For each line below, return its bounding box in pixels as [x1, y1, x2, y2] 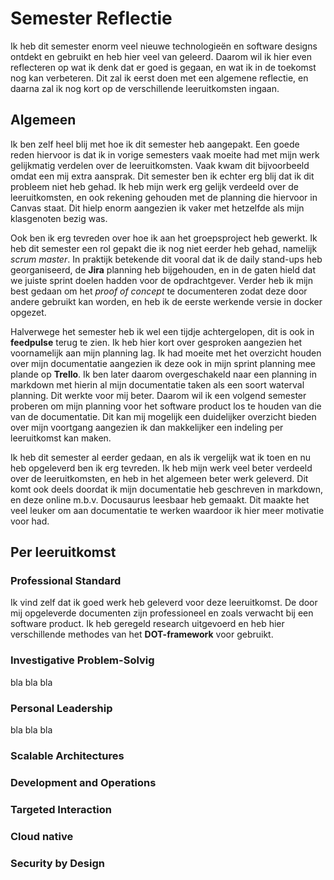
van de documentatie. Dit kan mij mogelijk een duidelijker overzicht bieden [10, 410, 317, 422]
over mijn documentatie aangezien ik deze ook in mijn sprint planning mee [10, 357, 317, 369]
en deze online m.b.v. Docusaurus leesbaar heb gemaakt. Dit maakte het [10, 493, 310, 506]
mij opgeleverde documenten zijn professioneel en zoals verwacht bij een [10, 607, 314, 619]
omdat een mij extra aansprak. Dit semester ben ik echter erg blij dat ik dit [10, 170, 315, 182]
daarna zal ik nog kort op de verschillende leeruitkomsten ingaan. [10, 82, 280, 94]
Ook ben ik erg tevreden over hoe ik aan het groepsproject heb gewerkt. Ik [10, 232, 318, 244]
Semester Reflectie [10, 7, 173, 30]
